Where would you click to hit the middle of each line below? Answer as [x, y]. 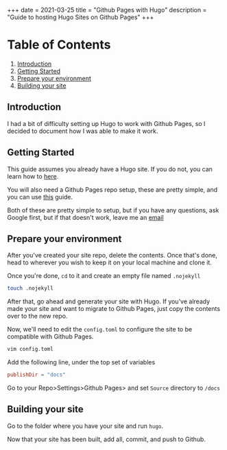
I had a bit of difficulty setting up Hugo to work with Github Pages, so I [106, 123]
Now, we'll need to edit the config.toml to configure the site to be [100, 329]
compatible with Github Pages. [50, 337]
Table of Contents [59, 45]
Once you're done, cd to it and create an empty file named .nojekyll [104, 276]
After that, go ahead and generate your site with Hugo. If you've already [109, 301]
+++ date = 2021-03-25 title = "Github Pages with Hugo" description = [107, 10]
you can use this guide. [40, 197]
